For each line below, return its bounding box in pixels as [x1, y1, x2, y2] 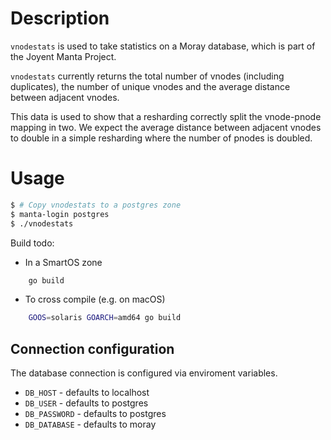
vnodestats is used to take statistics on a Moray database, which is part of [10, 40, 316, 52]
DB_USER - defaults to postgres [24, 397, 149, 409]
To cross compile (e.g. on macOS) [24, 293, 166, 306]
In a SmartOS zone [24, 256, 103, 268]
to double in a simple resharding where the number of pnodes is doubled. [10, 132, 313, 144]
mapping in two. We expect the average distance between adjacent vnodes [10, 121, 322, 133]
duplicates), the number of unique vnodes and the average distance [10, 80, 291, 92]
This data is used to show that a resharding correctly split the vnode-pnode [10, 110, 322, 122]
